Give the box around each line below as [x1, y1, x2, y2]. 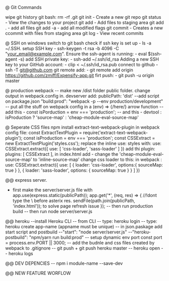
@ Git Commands [5, 5, 42, 10]
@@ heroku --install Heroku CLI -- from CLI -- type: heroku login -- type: [5, 218, 157, 224]
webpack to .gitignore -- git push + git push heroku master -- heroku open [5, 245, 160, 251]
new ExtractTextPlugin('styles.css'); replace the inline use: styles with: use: [5, 140, 161, 146]
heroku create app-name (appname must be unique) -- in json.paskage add [5, 224, 163, 229]
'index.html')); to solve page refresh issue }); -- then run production [12, 203, 153, 209]
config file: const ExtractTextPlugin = [5, 130, 82, 136]
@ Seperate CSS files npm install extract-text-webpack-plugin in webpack [5, 124, 160, 130]
